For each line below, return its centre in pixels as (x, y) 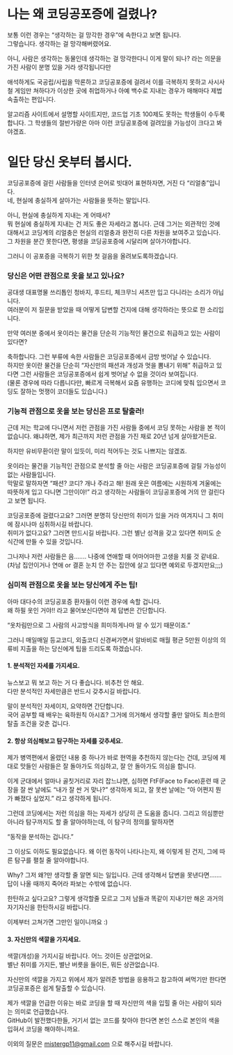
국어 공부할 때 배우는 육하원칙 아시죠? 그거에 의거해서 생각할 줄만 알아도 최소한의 (116, 714)
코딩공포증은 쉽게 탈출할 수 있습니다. (56, 988)
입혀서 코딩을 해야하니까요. (43, 1029)
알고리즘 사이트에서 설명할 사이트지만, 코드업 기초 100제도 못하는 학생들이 (107, 114)
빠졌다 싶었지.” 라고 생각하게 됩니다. (63, 799)
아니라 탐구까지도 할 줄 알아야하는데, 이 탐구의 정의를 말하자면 (91, 822)
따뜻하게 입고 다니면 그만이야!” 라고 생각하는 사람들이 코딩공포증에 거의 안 (107, 492)
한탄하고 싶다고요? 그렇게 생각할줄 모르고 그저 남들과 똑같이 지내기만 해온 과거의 (115, 898)
